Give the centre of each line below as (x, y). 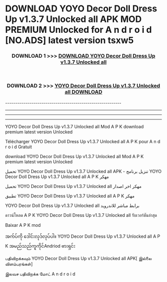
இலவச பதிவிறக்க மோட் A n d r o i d (40, 274)
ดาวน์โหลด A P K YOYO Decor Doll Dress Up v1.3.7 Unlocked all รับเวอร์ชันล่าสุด (81, 215)
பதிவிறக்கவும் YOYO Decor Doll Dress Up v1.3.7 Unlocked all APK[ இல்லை (79, 258)
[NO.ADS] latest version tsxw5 (70, 41)
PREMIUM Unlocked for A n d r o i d (79, 30)
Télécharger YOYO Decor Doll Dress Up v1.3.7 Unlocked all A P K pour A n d (83, 141)
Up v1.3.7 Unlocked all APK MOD (73, 19)
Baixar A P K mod (23, 225)
